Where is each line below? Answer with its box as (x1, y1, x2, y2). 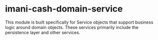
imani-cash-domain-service (5, 3, 123, 14)
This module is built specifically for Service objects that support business (5, 19, 154, 25)
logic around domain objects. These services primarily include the (5, 24, 139, 30)
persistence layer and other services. (5, 29, 80, 35)
